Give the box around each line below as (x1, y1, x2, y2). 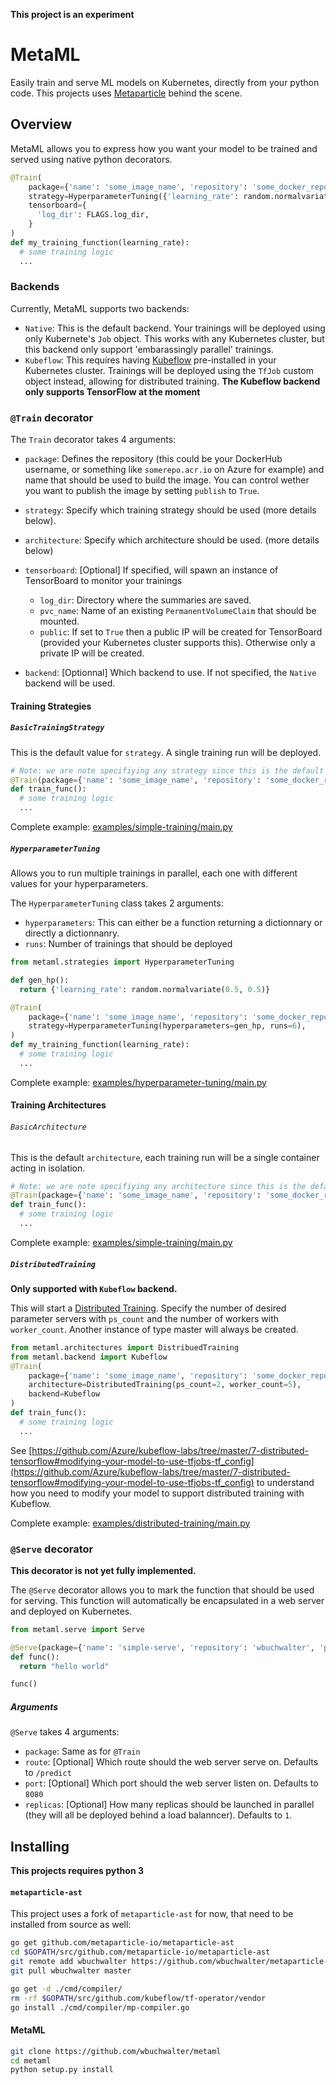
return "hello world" (19, 1661, 110, 1671)
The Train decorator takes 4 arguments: (10, 434, 177, 446)
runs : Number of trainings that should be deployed (24, 938, 233, 949)
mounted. (39, 615, 80, 628)
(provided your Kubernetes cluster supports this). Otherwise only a (39, 637, 316, 649)
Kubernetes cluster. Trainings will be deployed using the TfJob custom (24, 364, 314, 376)
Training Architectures (10, 1099, 107, 1111)
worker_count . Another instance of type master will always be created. (10, 1323, 299, 1335)
